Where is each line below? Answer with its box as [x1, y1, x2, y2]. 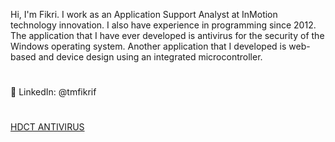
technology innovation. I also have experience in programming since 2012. [10, 19, 317, 31]
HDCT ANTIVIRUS [10, 121, 85, 133]
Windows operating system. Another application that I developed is [10, 40, 287, 52]
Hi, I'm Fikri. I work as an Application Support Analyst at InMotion [10, 9, 278, 20]
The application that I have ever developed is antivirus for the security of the [10, 30, 325, 41]
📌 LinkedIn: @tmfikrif [10, 86, 97, 98]
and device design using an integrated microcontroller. [38, 51, 263, 63]
